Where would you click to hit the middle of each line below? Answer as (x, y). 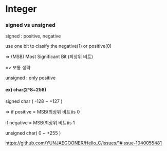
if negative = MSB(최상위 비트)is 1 (40, 122)
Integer (21, 9)
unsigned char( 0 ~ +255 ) (33, 133)
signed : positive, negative (33, 36)
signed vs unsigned (30, 25)
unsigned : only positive (31, 78)
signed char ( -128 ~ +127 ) (34, 101)
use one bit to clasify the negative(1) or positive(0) (59, 46)
